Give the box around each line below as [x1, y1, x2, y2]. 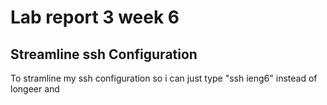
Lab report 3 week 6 [10, 6, 180, 29]
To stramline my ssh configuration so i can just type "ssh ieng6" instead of [10, 72, 318, 84]
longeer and [10, 83, 60, 95]
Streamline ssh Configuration [10, 46, 198, 63]
